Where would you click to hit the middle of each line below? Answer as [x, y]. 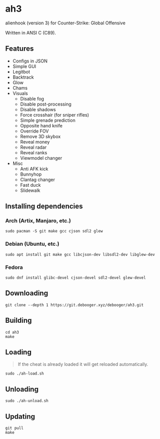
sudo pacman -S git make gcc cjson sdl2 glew [54, 231]
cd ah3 [12, 332]
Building [18, 320]
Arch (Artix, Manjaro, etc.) [38, 221]
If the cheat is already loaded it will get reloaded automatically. [83, 364]
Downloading [27, 293]
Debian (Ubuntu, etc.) [32, 244]
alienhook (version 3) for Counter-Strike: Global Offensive [65, 23]
